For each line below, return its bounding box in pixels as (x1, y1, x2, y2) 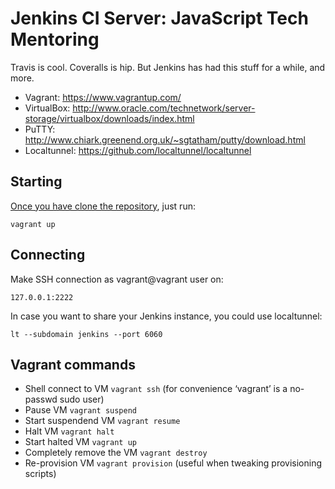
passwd (24, 393, 58, 406)
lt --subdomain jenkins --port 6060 (10, 329, 163, 339)
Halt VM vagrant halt (24, 425, 115, 437)
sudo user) (59, 393, 105, 406)
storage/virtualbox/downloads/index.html (24, 112, 195, 124)
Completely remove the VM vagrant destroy (24, 447, 208, 459)
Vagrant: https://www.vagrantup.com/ (24, 91, 182, 103)
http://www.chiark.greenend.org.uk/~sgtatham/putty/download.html (24, 133, 306, 146)
